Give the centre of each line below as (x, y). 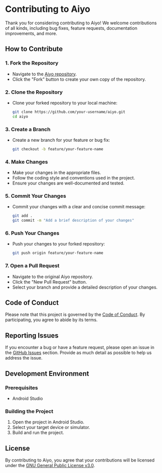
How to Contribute (34, 49)
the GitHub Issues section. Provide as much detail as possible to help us (79, 353)
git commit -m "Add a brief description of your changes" (73, 221)
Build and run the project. (38, 433)
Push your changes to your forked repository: (59, 244)
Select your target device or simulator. (51, 427)
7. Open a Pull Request (32, 266)
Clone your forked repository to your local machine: (65, 103)
